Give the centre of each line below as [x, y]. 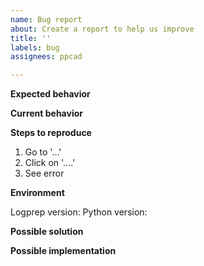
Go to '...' [43, 152]
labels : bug [35, 47]
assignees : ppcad [46, 57]
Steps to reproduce [51, 133]
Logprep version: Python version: [79, 212]
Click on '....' [50, 163]
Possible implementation [63, 251]
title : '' [31, 38]
